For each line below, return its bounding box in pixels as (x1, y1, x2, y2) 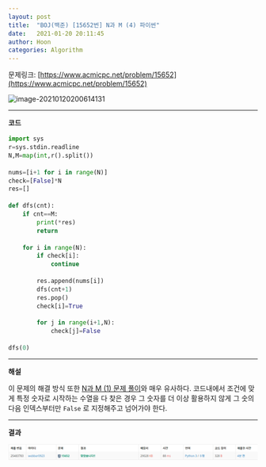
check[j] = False (50, 327, 101, 335)
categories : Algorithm (8, 46, 83, 55)
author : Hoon (8, 38, 51, 46)
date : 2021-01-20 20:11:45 (8, 29, 104, 37)
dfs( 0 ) (8, 344, 30, 352)
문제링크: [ (8, 70, 41, 79)
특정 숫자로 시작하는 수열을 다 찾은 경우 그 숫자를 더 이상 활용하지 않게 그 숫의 (16, 393, 255, 403)
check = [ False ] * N (8, 177, 62, 185)
